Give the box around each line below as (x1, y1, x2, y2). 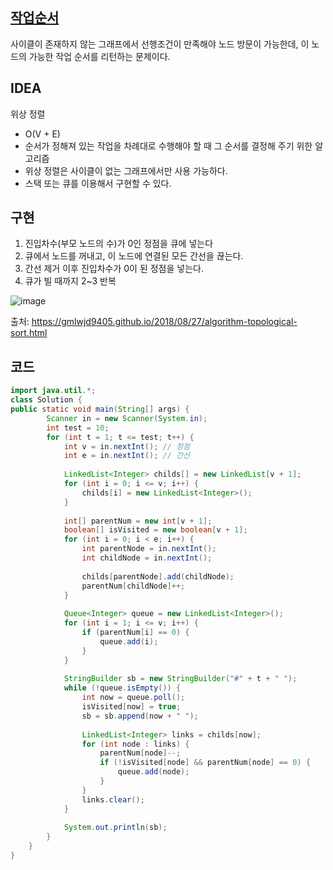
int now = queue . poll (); (81, 693, 186, 703)
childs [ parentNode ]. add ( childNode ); (81, 571, 235, 582)
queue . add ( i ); (99, 636, 159, 647)
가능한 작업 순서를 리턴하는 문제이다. (28, 50, 171, 62)
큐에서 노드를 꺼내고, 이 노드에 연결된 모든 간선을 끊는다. (24, 250, 244, 262)
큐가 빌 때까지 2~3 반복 (24, 275, 117, 287)
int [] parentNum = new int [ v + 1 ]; (63, 516, 213, 526)
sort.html (10, 327, 48, 339)
